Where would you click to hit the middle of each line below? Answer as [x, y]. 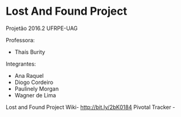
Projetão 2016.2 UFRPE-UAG [42, 28]
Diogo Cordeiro [34, 82]
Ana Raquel [29, 75]
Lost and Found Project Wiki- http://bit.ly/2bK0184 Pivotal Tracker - [90, 107]
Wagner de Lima [35, 95]
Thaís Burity [30, 52]
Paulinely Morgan [37, 89]
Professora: [20, 40]
